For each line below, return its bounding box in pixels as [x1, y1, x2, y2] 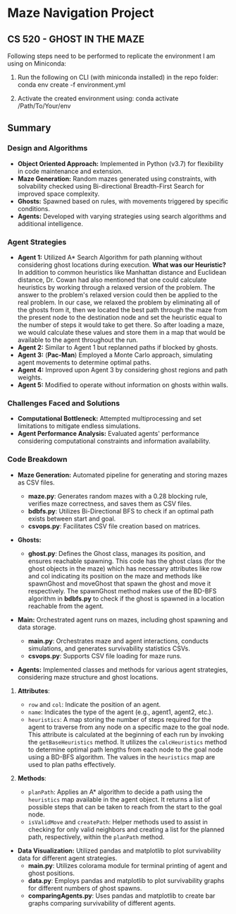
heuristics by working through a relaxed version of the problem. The [17, 283, 216, 291]
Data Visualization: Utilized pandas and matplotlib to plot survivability [17, 846, 221, 855]
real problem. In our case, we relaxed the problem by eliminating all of [17, 298, 221, 307]
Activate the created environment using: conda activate [17, 94, 179, 102]
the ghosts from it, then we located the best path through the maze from [17, 305, 228, 314]
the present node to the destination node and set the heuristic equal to [17, 313, 223, 321]
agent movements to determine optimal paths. [17, 358, 151, 367]
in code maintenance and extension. [17, 167, 123, 175]
